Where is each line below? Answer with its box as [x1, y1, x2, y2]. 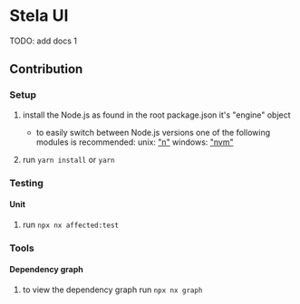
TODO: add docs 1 [9, 35, 78, 46]
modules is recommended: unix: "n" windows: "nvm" [35, 137, 234, 147]
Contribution [9, 62, 83, 77]
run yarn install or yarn [22, 154, 115, 165]
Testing [9, 176, 44, 189]
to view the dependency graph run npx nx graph [22, 284, 203, 295]
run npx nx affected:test [22, 219, 120, 230]
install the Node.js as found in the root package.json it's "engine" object [22, 109, 292, 120]
